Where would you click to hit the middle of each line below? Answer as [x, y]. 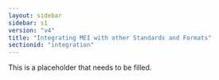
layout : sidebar [35, 15]
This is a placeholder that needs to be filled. [80, 67]
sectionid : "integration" [51, 45]
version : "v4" [32, 30]
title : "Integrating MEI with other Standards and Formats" [110, 38]
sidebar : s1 [28, 23]
